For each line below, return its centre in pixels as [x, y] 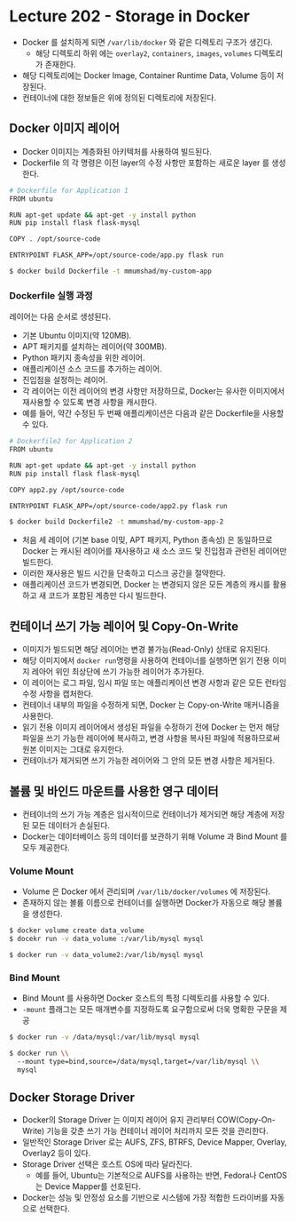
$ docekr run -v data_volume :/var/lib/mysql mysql [106, 939]
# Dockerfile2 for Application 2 [71, 442]
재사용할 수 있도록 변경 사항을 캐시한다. [90, 403]
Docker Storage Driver [72, 1098]
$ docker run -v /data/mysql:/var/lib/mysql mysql [105, 1037]
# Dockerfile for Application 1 [69, 190]
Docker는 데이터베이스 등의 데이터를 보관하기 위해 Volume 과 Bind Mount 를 [155, 836]
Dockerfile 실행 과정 [51, 295]
